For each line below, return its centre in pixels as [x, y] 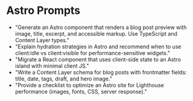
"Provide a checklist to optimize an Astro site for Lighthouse [89, 85]
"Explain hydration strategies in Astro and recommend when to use [98, 47]
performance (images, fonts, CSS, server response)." [81, 91]
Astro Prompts [43, 11]
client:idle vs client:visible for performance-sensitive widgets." [93, 53]
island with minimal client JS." [52, 66]
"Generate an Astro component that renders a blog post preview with [101, 27]
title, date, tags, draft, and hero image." [64, 79]
